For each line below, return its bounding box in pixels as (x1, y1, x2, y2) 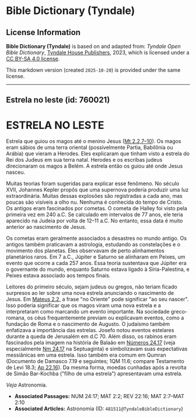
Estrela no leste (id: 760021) (6, 95, 110, 105)
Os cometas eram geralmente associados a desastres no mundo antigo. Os (6, 235, 187, 242)
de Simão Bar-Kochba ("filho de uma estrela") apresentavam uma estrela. (6, 370, 183, 377)
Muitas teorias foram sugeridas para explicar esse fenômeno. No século (6, 180, 180, 187)
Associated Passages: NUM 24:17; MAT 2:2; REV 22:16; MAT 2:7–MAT (14, 393, 185, 400)
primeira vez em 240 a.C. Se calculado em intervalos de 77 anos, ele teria (6, 211, 183, 218)
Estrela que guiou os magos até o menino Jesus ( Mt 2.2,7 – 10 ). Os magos (6, 138, 181, 145)
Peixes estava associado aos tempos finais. (6, 272, 111, 279)
